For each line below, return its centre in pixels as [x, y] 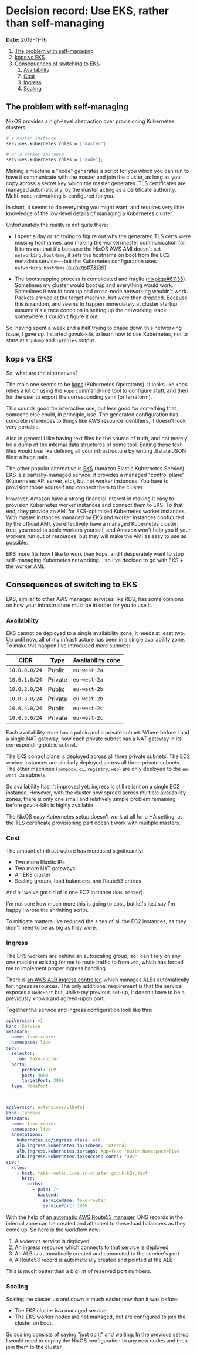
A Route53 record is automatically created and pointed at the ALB [94, 1260]
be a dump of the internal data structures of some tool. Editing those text [94, 445]
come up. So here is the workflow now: [53, 1230]
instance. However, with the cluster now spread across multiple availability [96, 793]
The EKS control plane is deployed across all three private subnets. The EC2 [98, 756]
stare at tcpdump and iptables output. [51, 340]
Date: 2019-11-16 [26, 39]
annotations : [27, 1135]
